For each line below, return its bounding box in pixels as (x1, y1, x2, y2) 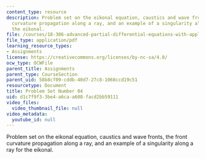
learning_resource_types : (6, 43, 72, 49)
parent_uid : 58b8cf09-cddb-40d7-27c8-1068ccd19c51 (6, 77, 138, 83)
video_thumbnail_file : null (12, 105, 84, 111)
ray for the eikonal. (6, 146, 54, 154)
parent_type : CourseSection (6, 71, 78, 77)
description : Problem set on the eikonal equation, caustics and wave (6, 15, 190, 21)
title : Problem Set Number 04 (6, 88, 84, 94)
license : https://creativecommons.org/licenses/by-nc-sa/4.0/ (6, 54, 168, 60)
